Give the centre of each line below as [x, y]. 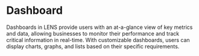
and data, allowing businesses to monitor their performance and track [93, 33]
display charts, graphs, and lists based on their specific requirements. [93, 46]
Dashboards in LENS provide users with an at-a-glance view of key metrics [99, 27]
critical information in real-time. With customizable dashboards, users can [98, 40]
